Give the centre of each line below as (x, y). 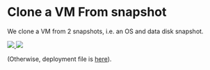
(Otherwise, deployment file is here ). (59, 59)
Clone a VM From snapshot (87, 12)
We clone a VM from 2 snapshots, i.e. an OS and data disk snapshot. (105, 31)
